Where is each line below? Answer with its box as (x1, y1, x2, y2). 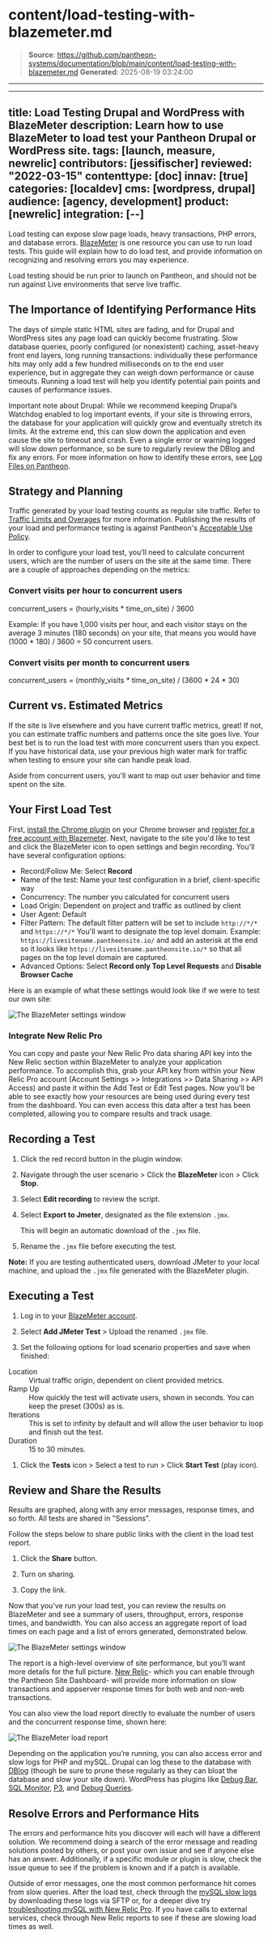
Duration (8, 1435, 38, 1445)
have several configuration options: (8, 850, 126, 860)
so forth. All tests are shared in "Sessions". (8, 1513, 151, 1524)
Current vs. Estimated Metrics (8, 699, 164, 712)
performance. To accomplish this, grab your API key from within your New (8, 1066, 256, 1075)
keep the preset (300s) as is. (28, 1401, 125, 1411)
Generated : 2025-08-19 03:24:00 (79, 67, 193, 76)
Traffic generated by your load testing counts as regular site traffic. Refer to (8, 506, 261, 516)
